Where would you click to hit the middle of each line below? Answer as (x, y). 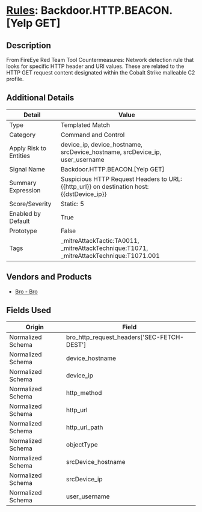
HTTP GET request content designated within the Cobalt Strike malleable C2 (101, 72)
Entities (20, 156)
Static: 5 (72, 204)
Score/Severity (30, 204)
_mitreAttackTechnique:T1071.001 (111, 255)
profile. (15, 79)
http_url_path (84, 427)
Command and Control (93, 135)
